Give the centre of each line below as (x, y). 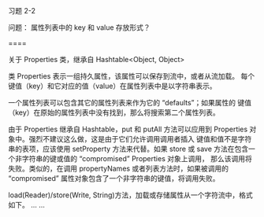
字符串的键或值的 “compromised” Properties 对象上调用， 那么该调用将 (137, 158)
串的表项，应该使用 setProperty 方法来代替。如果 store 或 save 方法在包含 (128, 149)
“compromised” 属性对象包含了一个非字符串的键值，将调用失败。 (114, 178)
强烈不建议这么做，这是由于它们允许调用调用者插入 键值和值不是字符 (140, 139)
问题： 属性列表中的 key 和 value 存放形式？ (80, 28)
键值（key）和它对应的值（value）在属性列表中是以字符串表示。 (112, 86)
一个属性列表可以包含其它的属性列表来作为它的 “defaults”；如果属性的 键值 (130, 103)
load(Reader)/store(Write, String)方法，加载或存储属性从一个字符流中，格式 (131, 195)
